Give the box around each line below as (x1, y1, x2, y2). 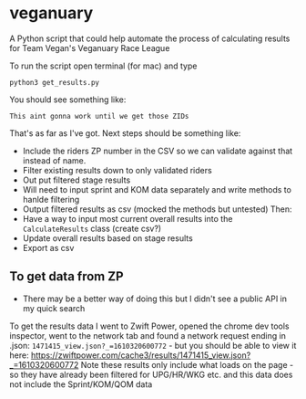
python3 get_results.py (9, 78, 100, 87)
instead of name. (22, 154, 87, 166)
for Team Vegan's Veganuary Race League (9, 42, 170, 53)
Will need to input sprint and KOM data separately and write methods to (22, 184, 291, 194)
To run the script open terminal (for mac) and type (9, 60, 198, 71)
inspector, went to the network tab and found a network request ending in (9, 330, 287, 341)
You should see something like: (9, 94, 127, 105)
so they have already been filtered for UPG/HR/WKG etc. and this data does (9, 369, 293, 380)
